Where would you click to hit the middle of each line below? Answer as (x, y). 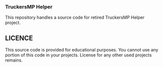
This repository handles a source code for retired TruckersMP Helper (75, 18)
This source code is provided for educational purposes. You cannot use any (82, 50)
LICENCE (19, 38)
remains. (14, 60)
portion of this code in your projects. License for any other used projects (79, 55)
